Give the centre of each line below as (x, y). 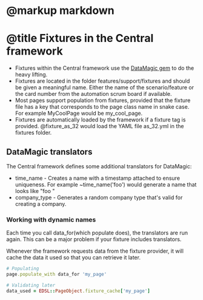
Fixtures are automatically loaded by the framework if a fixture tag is (100, 120)
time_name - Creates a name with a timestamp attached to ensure (98, 178)
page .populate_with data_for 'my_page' (57, 274)
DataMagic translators (49, 152)
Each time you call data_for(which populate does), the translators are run (97, 233)
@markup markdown (60, 11)
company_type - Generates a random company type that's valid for (99, 197)
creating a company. (41, 203)
